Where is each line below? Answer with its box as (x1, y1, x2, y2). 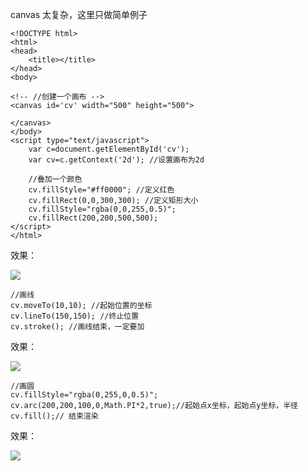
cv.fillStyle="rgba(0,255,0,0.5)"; (10, 390, 159, 400)
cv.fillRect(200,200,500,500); (28, 213, 159, 223)
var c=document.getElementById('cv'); (28, 144, 190, 154)
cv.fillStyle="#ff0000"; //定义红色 (28, 185, 175, 195)
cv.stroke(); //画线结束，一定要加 (10, 322, 145, 332)
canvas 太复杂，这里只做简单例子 (10, 9, 148, 20)
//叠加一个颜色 (28, 174, 83, 184)
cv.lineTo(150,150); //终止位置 (10, 311, 140, 321)
